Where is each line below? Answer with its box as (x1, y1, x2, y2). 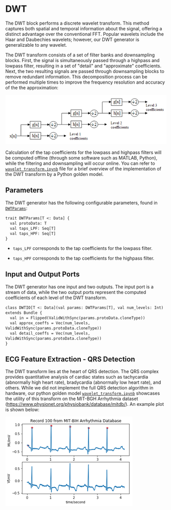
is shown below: (5, 406, 39, 413)
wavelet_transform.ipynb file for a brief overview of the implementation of (5, 165, 162, 172)
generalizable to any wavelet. (5, 42, 68, 48)
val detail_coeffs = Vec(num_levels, (10, 330, 91, 336)
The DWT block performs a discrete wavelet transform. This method (5, 20, 149, 26)
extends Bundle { (5, 310, 42, 316)
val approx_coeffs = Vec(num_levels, (10, 320, 91, 326)
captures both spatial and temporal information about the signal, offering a (5, 25, 162, 31)
